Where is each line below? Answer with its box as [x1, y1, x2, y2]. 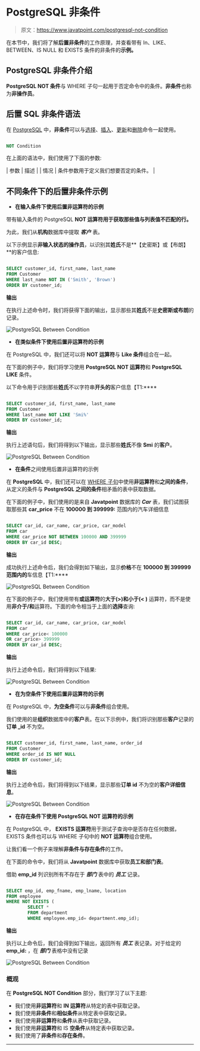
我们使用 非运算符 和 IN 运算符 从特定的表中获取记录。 [14, 1002, 143, 1009]
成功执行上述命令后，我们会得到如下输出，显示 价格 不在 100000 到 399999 [6, 563, 192, 570]
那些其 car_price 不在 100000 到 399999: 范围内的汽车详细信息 [11, 506, 170, 513]
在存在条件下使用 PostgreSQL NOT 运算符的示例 [14, 812, 133, 819]
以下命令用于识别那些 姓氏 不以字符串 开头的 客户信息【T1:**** [6, 383, 157, 391]
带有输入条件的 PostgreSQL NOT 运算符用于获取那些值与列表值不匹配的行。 [6, 216, 192, 223]
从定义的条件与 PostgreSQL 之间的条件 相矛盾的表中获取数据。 [6, 486, 160, 493]
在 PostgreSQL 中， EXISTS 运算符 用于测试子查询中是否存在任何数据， [6, 825, 180, 832]
